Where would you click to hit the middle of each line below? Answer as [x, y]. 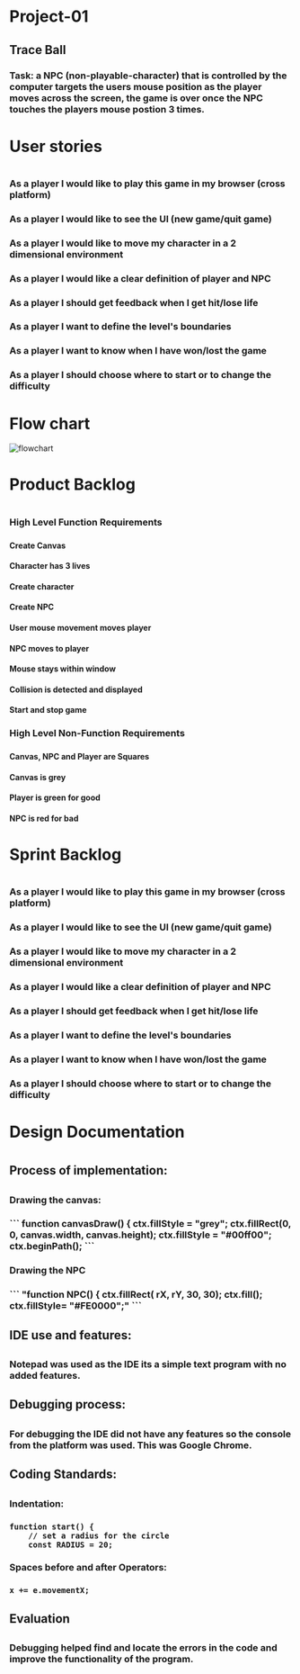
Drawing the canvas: [55, 1200]
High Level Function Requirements [86, 522]
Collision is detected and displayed [76, 689]
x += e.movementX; [49, 1591]
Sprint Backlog [66, 855]
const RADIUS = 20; [71, 1544]
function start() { [52, 1526]
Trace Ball [38, 50]
